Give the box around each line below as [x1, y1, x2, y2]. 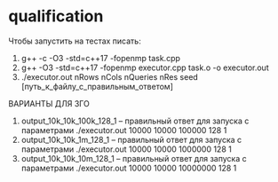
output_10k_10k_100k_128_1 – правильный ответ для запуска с [20, 115, 250, 126]
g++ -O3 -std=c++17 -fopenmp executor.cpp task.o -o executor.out [20, 62, 269, 73]
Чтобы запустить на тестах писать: [8, 36, 141, 46]
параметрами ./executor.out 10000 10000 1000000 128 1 [20, 144, 232, 154]
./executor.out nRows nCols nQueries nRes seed [20, 71, 199, 82]
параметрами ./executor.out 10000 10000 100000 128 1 [20, 124, 227, 135]
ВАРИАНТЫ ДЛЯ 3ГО [8, 98, 90, 108]
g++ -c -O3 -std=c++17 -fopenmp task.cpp [20, 52, 181, 63]
